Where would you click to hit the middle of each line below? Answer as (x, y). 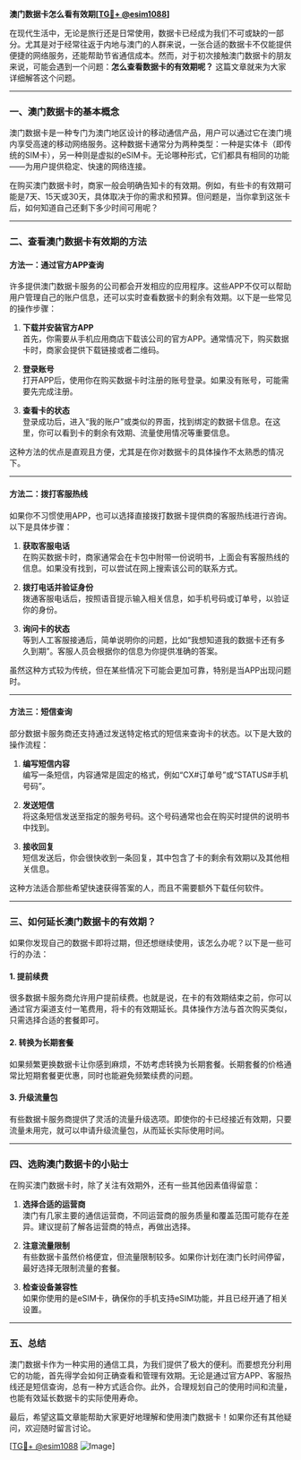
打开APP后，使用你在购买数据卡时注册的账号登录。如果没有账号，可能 (152, 381)
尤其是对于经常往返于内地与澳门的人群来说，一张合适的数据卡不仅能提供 (158, 44)
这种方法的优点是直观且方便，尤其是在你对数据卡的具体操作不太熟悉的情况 (146, 452)
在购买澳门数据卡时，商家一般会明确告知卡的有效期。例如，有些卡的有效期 (146, 185)
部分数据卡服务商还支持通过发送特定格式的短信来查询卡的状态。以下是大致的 (150, 733)
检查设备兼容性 (50, 1287)
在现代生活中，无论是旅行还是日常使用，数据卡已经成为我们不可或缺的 (139, 33)
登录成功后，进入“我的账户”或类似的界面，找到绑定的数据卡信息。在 (147, 422)
